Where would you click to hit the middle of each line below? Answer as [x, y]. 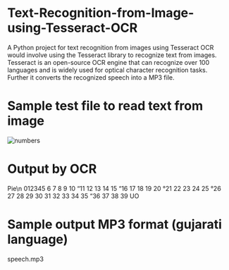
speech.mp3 [26, 259]
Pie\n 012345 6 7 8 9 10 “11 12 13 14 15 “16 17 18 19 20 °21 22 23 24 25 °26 [114, 188]
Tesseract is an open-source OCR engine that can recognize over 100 [109, 62]
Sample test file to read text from [105, 106]
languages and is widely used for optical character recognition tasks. [107, 70]
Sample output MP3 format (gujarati [114, 224]
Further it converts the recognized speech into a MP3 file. [91, 77]
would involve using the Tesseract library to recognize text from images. [112, 55]
